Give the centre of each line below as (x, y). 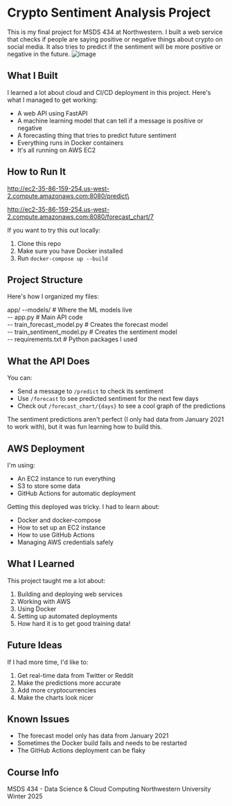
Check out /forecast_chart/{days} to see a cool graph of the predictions (121, 406)
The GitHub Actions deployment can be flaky (81, 751)
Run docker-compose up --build (63, 258)
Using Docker (37, 609)
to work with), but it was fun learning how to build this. (85, 427)
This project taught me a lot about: (56, 580)
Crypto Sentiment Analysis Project (109, 13)
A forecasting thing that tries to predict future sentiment (97, 135)
